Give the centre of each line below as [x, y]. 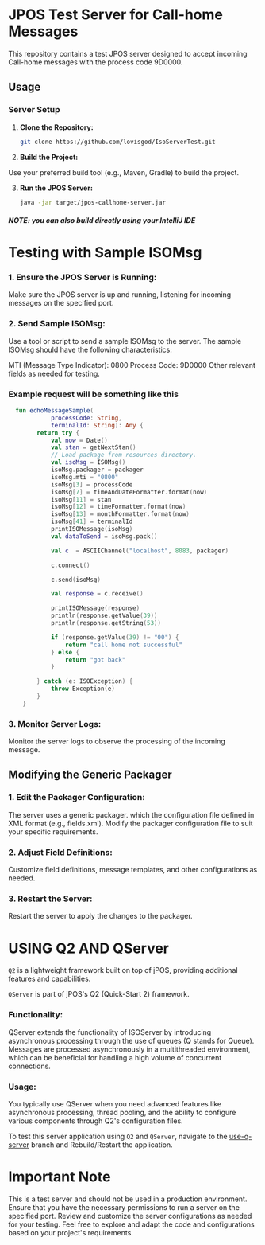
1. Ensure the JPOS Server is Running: [83, 278]
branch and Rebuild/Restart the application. [102, 1145]
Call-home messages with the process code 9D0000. [96, 62]
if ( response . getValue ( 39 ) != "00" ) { [115, 637]
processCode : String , [86, 418]
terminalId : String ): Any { [97, 425]
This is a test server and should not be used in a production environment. [128, 1199]
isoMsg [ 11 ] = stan [81, 499]
